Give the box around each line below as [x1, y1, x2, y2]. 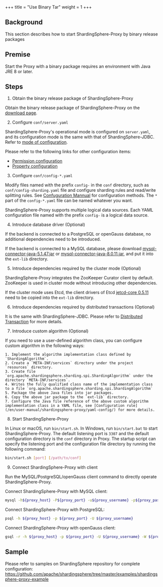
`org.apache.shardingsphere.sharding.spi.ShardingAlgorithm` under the [5, 373, 153, 379]
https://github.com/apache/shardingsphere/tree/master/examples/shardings [5, 571, 158, 577]
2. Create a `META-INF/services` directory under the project [5, 361, 133, 366]
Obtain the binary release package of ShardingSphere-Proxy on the [5, 105, 140, 111]
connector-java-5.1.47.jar [5, 251, 55, 257]
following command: [5, 446, 46, 452]
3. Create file [5, 369, 36, 374]
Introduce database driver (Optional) [12, 221, 85, 228]
